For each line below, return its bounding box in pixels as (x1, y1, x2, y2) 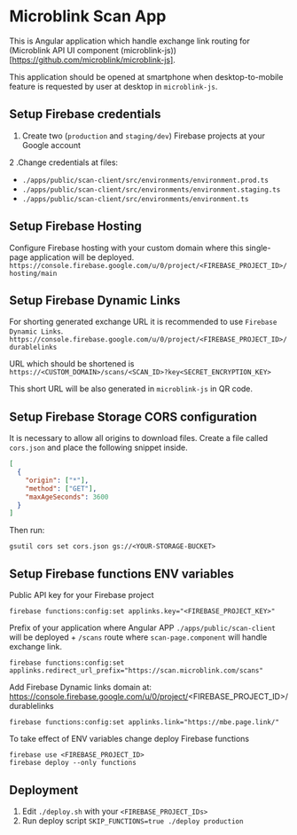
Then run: (9, 525, 45, 536)
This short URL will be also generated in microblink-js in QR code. (9, 383, 254, 394)
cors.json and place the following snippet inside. (9, 442, 188, 453)
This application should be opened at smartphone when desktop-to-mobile (9, 71, 284, 82)
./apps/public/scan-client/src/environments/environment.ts (21, 194, 249, 203)
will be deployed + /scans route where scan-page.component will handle (9, 632, 268, 642)
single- (245, 242, 271, 253)
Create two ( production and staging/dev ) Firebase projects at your (21, 130, 266, 141)
